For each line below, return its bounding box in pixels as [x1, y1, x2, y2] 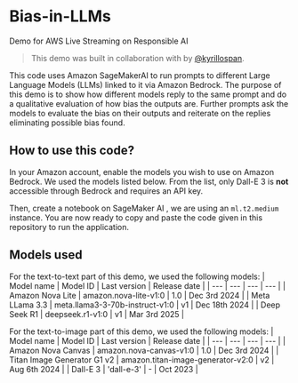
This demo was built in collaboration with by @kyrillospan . [30, 52, 245, 63]
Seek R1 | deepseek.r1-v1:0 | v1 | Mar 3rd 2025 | [9, 308, 185, 319]
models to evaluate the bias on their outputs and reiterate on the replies [9, 108, 271, 118]
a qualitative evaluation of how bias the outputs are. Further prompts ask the [9, 98, 289, 108]
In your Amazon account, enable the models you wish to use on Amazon [9, 166, 274, 177]
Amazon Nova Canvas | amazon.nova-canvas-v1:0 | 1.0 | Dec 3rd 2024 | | [9, 345, 279, 355]
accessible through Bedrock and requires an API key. [9, 185, 204, 196]
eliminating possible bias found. [9, 117, 126, 128]
